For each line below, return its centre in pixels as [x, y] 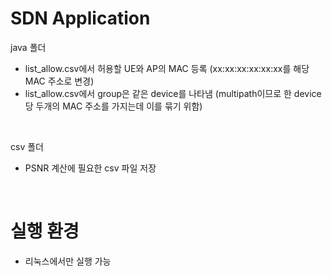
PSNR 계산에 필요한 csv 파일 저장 [90, 168]
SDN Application [80, 18]
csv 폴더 [27, 146]
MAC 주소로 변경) [59, 81]
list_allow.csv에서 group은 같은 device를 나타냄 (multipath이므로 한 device [173, 93]
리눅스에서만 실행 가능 [68, 261]
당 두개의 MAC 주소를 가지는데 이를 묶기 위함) [113, 106]
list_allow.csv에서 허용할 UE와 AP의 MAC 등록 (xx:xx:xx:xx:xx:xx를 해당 [167, 68]
